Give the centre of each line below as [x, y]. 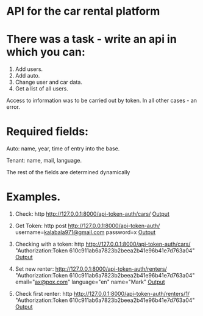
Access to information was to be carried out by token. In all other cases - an [101, 101]
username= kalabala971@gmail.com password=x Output [85, 232]
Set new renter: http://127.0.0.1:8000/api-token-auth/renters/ [91, 269]
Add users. [29, 69]
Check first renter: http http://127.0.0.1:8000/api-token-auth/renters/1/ [102, 294]
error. [13, 107]
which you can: [46, 52]
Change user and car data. [48, 82]
